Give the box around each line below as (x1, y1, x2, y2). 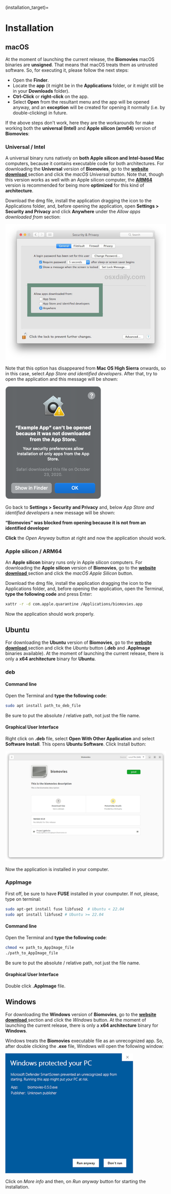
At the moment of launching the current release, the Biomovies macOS (5, 56, 155, 62)
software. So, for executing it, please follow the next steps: (5, 67, 129, 73)
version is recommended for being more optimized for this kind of (5, 182, 144, 189)
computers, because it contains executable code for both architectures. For (5, 160, 164, 167)
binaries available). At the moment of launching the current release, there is (5, 650, 164, 656)
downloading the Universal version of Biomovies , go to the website (5, 166, 149, 172)
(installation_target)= (5, 5, 49, 10)
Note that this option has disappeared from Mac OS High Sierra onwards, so (5, 365, 166, 371)
